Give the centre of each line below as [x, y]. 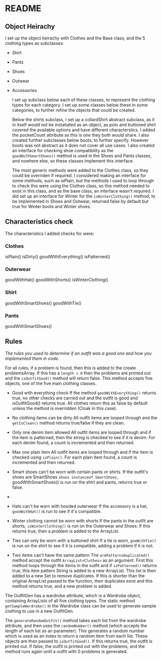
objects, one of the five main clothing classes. [51, 383]
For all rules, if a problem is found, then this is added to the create [71, 368]
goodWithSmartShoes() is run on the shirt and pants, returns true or [80, 482]
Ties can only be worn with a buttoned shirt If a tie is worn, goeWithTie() [84, 540]
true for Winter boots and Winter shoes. [52, 206]
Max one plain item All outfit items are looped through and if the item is [82, 452]
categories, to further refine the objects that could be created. [74, 110]
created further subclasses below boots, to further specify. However [80, 140]
